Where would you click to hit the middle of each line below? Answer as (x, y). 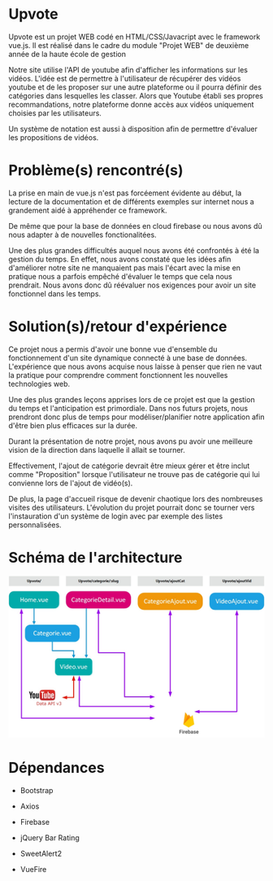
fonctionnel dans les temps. (55, 293)
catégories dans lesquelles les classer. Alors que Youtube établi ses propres (136, 95)
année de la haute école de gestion (67, 54)
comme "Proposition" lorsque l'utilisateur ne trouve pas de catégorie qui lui (134, 474)
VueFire (33, 870)
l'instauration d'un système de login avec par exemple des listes (116, 516)
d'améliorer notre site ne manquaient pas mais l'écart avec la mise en (125, 267)
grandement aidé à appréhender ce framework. (88, 210)
